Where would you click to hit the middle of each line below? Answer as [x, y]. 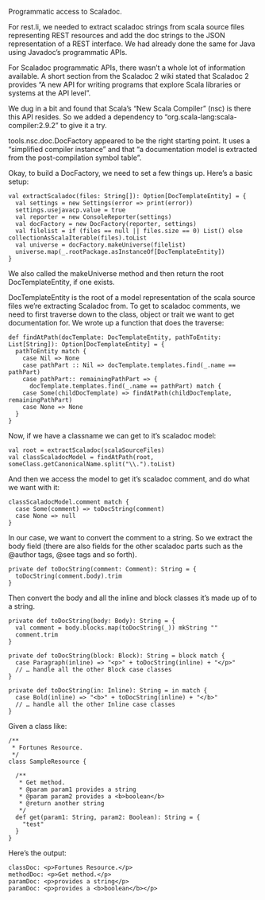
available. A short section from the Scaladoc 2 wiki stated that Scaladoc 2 [129, 76]
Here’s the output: [38, 853]
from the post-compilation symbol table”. [75, 158]
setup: [19, 181]
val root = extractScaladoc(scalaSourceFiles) [86, 450]
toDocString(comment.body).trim [69, 576]
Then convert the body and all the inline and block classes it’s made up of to [133, 598]
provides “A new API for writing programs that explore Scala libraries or [125, 84]
